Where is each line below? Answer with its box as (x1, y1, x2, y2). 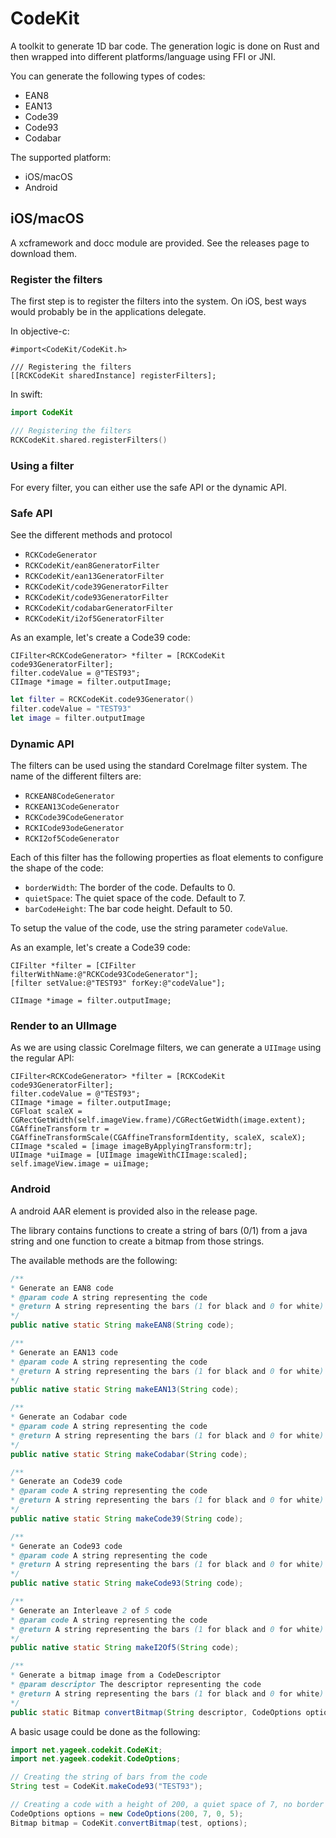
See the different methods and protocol (10, 529, 173, 541)
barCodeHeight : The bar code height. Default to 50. (24, 903, 233, 915)
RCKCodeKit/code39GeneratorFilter (24, 582, 169, 592)
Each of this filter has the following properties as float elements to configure (10, 852, 324, 864)
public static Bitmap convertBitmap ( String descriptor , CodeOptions (10, 1707, 302, 1717)
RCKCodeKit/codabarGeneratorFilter (24, 603, 174, 614)
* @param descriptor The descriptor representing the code (10, 1680, 262, 1690)
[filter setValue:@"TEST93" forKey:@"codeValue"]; (10, 978, 226, 989)
